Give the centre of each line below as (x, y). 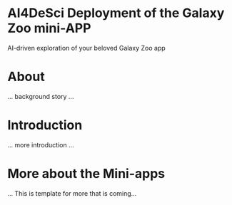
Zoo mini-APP (49, 28)
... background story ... (41, 96)
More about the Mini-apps (86, 174)
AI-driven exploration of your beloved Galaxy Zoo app (86, 48)
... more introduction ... (41, 144)
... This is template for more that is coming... (72, 193)
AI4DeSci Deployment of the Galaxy (116, 13)
